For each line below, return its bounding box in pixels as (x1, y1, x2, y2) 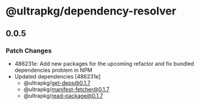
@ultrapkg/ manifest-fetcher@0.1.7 (23, 86, 110, 93)
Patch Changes (5, 46, 52, 55)
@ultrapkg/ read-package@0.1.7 (23, 92, 103, 99)
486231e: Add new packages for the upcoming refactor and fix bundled (14, 60, 195, 67)
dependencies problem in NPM (14, 66, 92, 74)
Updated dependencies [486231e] (14, 72, 101, 80)
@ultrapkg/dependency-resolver (5, 4, 177, 18)
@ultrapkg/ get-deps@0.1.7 (23, 79, 91, 86)
